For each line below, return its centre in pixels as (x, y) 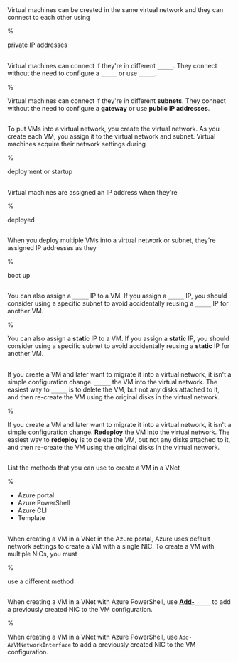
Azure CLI (32, 510)
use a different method (41, 581)
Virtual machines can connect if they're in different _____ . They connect (112, 65)
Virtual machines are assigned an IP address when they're (92, 192)
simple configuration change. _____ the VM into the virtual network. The (113, 382)
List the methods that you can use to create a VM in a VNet (94, 468)
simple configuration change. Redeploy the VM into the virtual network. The (119, 432)
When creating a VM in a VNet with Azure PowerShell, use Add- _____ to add (119, 602)
